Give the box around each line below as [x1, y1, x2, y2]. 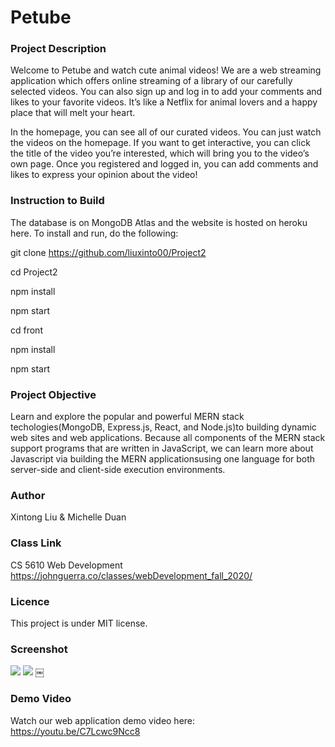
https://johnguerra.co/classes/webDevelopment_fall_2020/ [10, 569, 253, 581]
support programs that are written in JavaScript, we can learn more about [10, 442, 314, 455]
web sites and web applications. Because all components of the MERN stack [10, 432, 326, 444]
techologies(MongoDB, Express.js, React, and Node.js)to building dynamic [10, 421, 317, 433]
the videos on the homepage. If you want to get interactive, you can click [10, 137, 311, 149]
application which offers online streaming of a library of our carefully [10, 75, 293, 87]
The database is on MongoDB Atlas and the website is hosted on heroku [10, 216, 308, 228]
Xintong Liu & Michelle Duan [10, 511, 127, 523]
